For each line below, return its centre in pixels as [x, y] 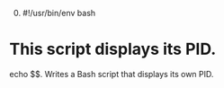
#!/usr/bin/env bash [59, 13]
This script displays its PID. [113, 49]
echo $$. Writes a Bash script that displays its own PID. [112, 74]
